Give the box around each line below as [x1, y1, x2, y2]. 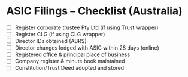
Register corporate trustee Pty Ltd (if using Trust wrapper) [14, 24, 159, 31]
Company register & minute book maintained [14, 58, 125, 65]
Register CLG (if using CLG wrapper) [14, 31, 105, 38]
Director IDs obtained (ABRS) [14, 38, 87, 45]
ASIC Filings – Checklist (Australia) [6, 4, 183, 18]
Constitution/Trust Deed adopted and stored [14, 64, 125, 72]
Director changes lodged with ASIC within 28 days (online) [14, 44, 160, 51]
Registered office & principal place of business [14, 51, 131, 58]
